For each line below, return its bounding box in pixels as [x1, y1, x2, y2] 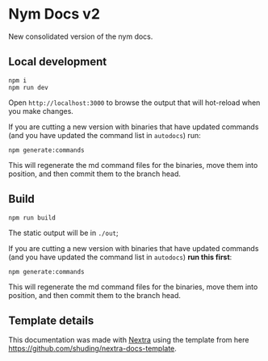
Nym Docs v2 [8, 5, 101, 23]
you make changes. [8, 106, 74, 115]
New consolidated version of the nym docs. [8, 31, 153, 41]
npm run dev [8, 83, 48, 91]
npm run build [8, 213, 57, 222]
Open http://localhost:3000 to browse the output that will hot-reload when [8, 98, 261, 107]
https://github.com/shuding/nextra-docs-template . [8, 344, 178, 354]
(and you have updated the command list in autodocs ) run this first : [8, 252, 232, 262]
